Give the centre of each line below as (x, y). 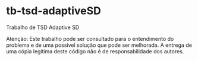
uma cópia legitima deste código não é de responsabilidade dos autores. (95, 51)
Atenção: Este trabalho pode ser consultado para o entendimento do (90, 38)
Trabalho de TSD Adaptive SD (43, 27)
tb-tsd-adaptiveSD (54, 11)
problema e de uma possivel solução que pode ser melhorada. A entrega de (99, 45)
